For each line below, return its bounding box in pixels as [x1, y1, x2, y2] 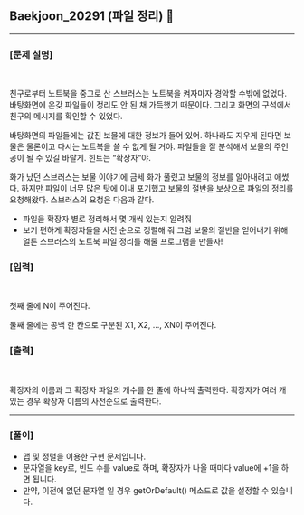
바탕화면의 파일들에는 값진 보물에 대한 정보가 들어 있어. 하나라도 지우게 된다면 [9, 130, 282, 141]
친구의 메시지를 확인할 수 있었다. [9, 111, 124, 122]
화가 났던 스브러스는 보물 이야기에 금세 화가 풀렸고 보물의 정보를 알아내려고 [9, 172, 273, 183]
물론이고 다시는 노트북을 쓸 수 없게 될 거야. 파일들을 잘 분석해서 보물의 [25, 141, 272, 152]
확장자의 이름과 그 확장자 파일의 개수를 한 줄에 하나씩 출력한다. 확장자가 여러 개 [9, 384, 287, 395]
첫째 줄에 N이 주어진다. [9, 301, 90, 312]
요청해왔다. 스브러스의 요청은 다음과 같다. [9, 194, 155, 205]
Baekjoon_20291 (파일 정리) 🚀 [9, 8, 175, 24]
